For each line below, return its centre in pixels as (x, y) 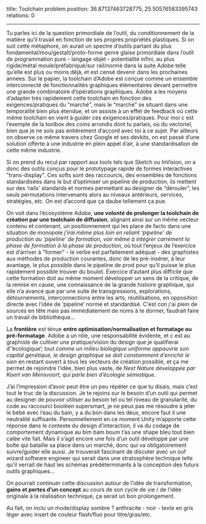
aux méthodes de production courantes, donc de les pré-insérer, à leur (96, 259)
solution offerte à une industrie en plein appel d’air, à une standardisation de (102, 144)
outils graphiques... (31, 471)
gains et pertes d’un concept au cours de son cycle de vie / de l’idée (94, 489)
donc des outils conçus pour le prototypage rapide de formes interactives (99, 169)
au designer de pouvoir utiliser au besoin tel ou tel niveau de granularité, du (102, 400)
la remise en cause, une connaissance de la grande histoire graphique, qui (100, 285)
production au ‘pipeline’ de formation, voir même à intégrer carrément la (98, 239)
